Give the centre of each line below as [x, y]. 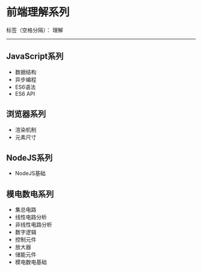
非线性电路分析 [33, 225]
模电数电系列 [30, 194]
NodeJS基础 [30, 173]
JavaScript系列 [35, 57]
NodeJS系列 [29, 157]
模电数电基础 [31, 262]
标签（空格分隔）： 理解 [35, 30]
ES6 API [25, 94]
